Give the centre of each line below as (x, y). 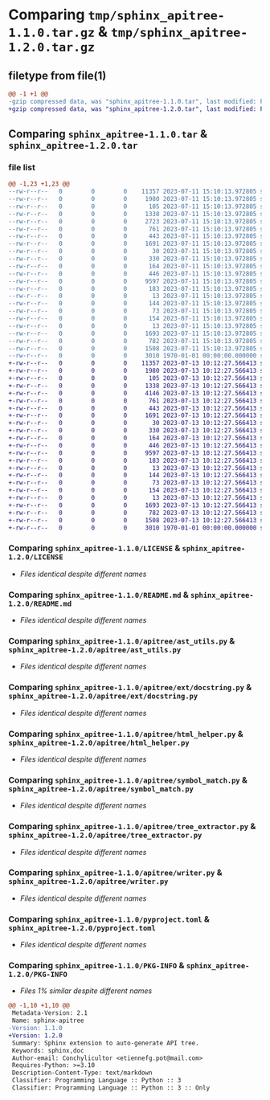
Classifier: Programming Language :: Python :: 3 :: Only (111, 1088)
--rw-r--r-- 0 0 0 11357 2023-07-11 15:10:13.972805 (133, 192)
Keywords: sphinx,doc (48, 1050)
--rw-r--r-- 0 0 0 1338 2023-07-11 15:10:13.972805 (133, 214)
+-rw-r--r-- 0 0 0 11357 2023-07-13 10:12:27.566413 (133, 363)
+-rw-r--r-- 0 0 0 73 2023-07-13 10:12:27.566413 (133, 483)
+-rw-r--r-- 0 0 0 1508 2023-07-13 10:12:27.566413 (133, 520)
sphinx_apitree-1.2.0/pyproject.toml (82, 928)
